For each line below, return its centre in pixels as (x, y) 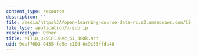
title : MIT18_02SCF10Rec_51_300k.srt (52, 38)
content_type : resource (35, 11)
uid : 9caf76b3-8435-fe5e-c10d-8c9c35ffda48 (60, 44)
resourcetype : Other (32, 33)
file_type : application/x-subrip (47, 28)
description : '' (26, 17)
